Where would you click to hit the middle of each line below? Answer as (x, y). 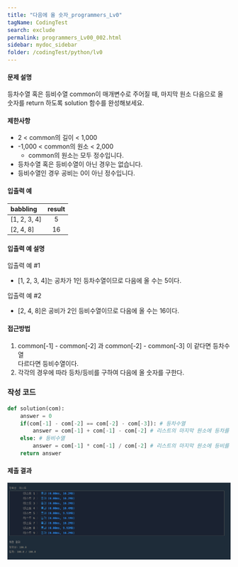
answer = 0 (36, 416)
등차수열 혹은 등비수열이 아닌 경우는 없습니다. (80, 164)
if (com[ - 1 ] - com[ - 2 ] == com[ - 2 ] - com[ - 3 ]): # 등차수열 (103, 423)
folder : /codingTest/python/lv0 (55, 53)
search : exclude (31, 30)
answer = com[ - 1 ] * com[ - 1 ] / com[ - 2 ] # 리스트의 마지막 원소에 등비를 (131, 446)
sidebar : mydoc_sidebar (42, 45)
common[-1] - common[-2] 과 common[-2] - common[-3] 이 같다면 (114, 345)
